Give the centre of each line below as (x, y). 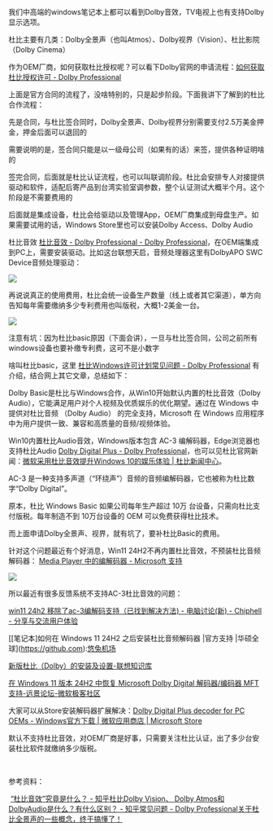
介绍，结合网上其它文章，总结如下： (69, 376)
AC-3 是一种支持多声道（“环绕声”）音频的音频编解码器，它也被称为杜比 (128, 478)
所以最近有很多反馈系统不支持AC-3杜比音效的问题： (95, 594)
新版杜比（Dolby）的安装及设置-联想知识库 (80, 666)
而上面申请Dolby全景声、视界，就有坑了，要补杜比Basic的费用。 (116, 533)
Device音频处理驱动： (45, 262)
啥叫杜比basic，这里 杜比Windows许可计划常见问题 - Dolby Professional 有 (134, 365)
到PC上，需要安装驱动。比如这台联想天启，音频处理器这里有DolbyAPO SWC (136, 252)
